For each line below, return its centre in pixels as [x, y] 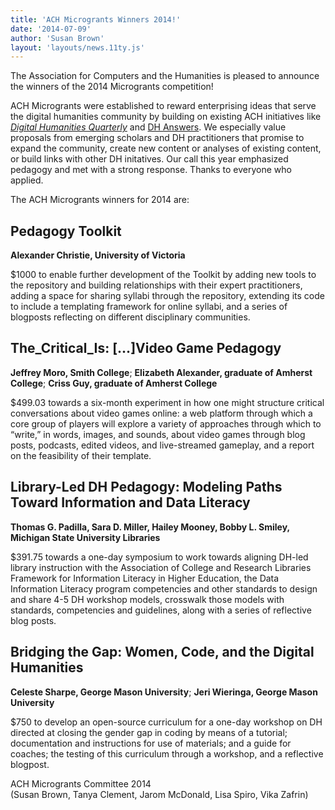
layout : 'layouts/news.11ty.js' [77, 47]
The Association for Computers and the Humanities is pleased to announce [165, 76]
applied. [27, 180]
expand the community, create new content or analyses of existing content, [166, 148]
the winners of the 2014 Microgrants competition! [112, 87]
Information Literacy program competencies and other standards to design [164, 588]
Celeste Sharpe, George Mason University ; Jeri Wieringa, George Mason [164, 692]
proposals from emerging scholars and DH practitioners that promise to [157, 138]
